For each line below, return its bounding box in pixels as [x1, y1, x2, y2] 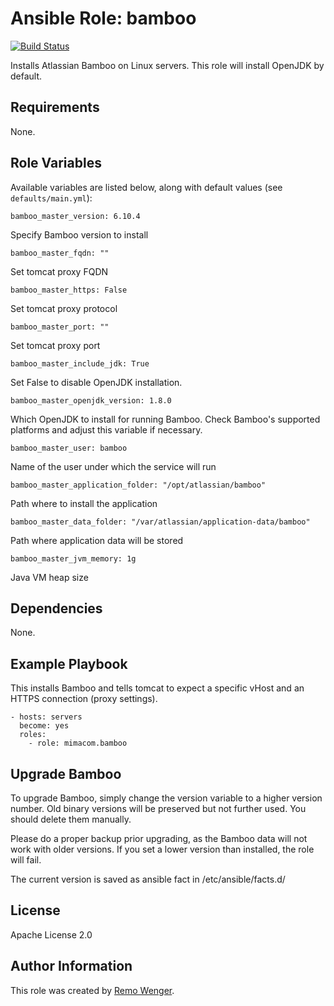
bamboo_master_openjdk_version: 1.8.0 [10, 395, 172, 406]
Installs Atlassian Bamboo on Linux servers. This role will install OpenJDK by [10, 59, 325, 71]
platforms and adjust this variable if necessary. [10, 423, 203, 436]
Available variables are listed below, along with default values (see [10, 181, 283, 193]
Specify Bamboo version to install [10, 228, 149, 241]
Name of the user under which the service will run [10, 460, 217, 472]
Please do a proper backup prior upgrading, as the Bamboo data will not [10, 833, 308, 844]
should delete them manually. [10, 813, 132, 825]
